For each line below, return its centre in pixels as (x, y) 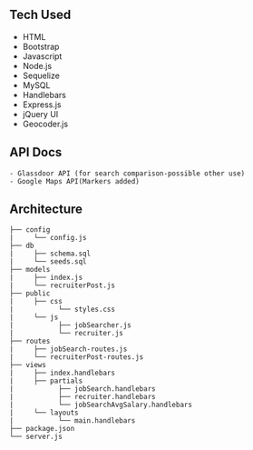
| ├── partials (46, 381)
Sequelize (41, 75)
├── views (28, 365)
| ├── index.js (46, 278)
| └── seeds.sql (49, 262)
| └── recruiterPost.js (63, 285)
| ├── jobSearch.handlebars (83, 389)
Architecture (46, 210)
